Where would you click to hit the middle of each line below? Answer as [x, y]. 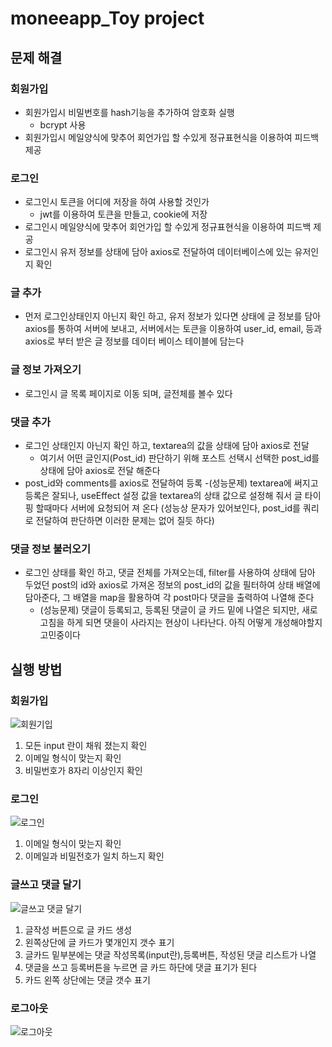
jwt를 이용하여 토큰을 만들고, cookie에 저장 [123, 214]
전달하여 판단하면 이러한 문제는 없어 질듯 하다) [125, 521]
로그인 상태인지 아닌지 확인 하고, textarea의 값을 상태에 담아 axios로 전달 [167, 446]
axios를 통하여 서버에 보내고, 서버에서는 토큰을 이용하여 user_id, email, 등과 [173, 329]
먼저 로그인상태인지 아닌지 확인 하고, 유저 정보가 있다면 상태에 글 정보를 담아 [173, 316]
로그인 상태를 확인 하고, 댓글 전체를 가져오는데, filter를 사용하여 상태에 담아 [170, 573]
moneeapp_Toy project [107, 18]
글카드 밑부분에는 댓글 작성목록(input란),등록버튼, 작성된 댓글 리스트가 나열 [170, 954]
